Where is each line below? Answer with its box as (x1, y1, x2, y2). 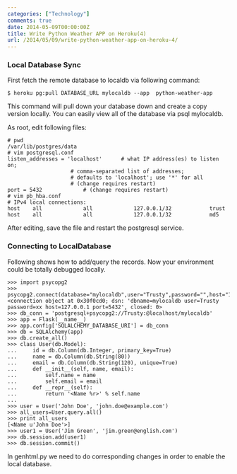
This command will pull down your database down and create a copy (7, 102, 207, 110)
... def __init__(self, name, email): (7, 365, 134, 372)
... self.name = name (7, 371, 97, 378)
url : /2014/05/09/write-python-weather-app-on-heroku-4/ (7, 37, 178, 44)
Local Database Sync (7, 60, 81, 70)
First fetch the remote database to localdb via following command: (7, 76, 200, 85)
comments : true (7, 17, 52, 24)
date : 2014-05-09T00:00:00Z (7, 23, 90, 30)
